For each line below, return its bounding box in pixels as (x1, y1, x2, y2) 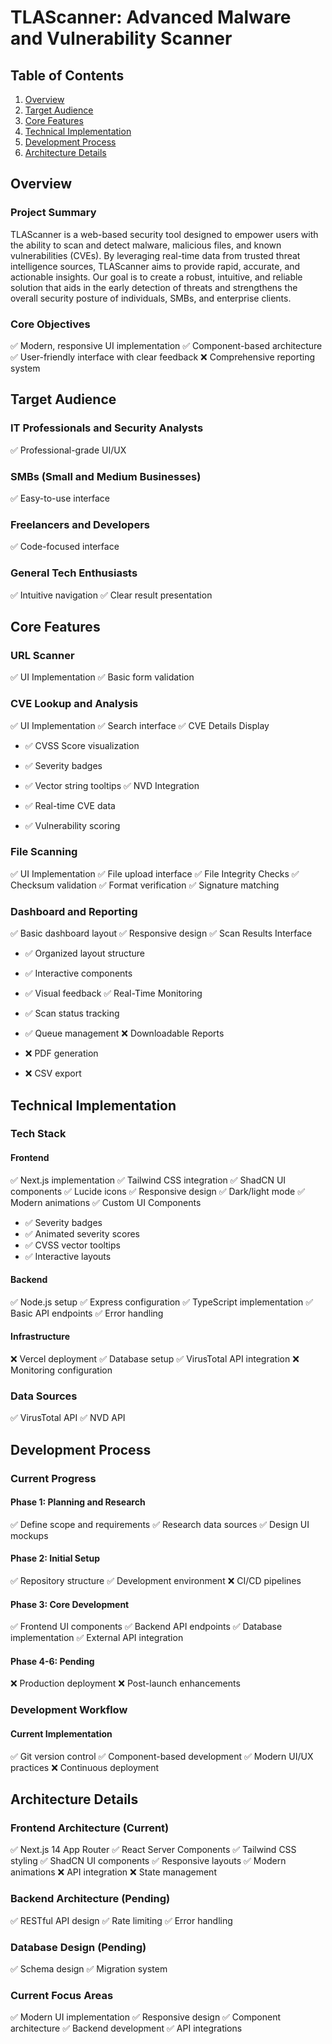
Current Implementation (10, 1728, 113, 1740)
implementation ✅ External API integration (10, 1632, 184, 1644)
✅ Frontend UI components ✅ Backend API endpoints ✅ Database (10, 1621, 283, 1633)
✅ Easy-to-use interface (10, 492, 110, 504)
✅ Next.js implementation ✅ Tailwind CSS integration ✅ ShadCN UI (10, 1174, 287, 1186)
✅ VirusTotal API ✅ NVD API (10, 1412, 126, 1424)
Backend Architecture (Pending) (10, 1892, 171, 1906)
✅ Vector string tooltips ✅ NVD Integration (24, 779, 200, 791)
